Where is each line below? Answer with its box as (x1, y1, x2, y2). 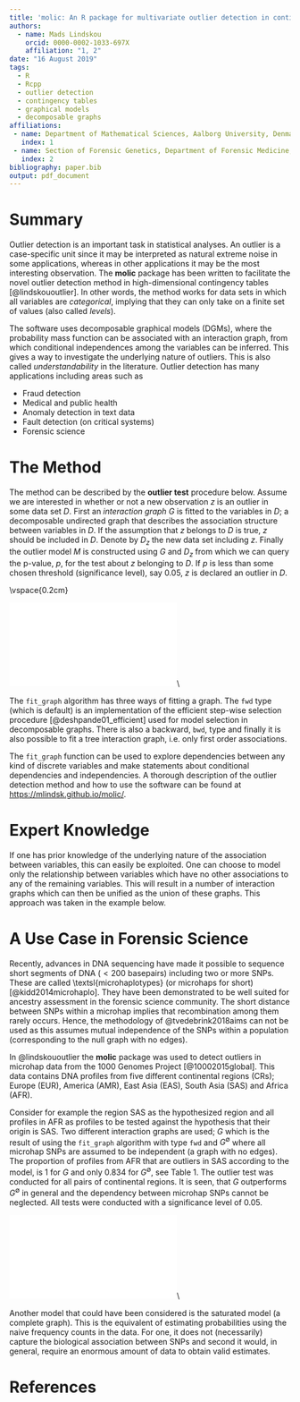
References (9, 1377, 96, 1397)
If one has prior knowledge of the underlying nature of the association (9, 849, 267, 860)
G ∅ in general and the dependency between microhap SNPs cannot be (9, 1185, 270, 1198)
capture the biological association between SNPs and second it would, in (9, 1336, 278, 1347)
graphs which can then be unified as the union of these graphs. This (9, 888, 261, 898)
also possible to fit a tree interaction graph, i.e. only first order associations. (9, 733, 287, 743)
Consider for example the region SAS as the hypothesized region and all (9, 1107, 275, 1117)
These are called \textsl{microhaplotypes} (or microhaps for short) (9, 977, 254, 988)
